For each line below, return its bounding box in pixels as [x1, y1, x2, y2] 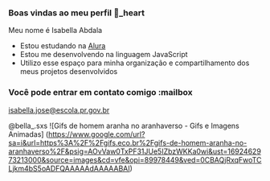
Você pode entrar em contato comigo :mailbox [8, 87, 193, 98]
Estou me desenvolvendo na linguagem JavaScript [19, 50, 188, 60]
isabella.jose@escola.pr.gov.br [8, 105, 110, 115]
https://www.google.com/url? [47, 129, 145, 139]
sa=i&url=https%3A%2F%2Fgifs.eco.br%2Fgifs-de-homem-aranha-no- [8, 138, 247, 147]
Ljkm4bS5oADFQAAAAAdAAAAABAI [8, 163, 130, 173]
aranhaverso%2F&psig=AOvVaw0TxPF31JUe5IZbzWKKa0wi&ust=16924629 [8, 146, 261, 156]
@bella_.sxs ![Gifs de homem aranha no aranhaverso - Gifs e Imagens [8, 121, 239, 130]
